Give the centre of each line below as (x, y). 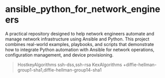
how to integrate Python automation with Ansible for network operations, (80, 49)
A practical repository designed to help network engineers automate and (80, 33)
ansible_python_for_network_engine (83, 9)
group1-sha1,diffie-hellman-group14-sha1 (60, 70)
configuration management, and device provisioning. (59, 55)
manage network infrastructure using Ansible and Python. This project (77, 39)
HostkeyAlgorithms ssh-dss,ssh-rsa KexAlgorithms (70, 64)
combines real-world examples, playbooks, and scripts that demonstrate (80, 44)
